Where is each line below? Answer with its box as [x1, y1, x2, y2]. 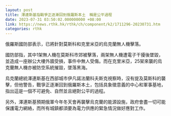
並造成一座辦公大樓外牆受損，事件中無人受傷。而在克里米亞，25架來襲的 [5, 58, 158, 64]
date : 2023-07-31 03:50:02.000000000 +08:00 [5, 17, 101, 22]
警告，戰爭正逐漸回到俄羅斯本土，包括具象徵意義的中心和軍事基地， [22, 82, 166, 88]
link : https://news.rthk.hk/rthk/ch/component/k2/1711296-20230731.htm [5, 21, 160, 27]
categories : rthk [5, 26, 42, 32]
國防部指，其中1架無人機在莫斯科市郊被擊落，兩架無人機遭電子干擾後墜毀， [5, 52, 163, 58]
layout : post [5, 7, 33, 13]
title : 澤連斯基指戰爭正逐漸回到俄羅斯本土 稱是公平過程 [5, 12, 112, 17]
